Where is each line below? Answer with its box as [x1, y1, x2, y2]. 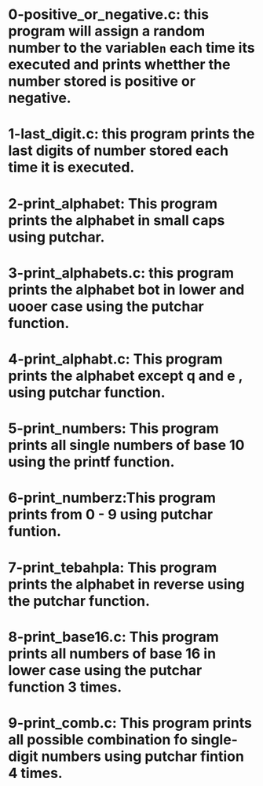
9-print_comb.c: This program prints [8, 714, 253, 732]
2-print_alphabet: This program [8, 194, 218, 212]
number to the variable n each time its [8, 39, 255, 57]
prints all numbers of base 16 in [8, 644, 217, 662]
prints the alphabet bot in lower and [8, 281, 245, 298]
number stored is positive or [8, 72, 196, 90]
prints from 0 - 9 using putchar [8, 506, 214, 524]
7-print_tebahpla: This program [8, 559, 217, 576]
